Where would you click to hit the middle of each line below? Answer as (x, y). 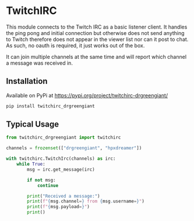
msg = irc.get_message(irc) (61, 169)
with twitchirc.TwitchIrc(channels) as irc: (61, 159)
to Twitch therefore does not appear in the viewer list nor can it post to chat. (97, 39)
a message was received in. (39, 63)
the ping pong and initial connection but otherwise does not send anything (95, 33)
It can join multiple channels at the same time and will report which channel (96, 57)
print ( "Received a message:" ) (64, 196)
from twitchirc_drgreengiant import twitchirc (64, 138)
